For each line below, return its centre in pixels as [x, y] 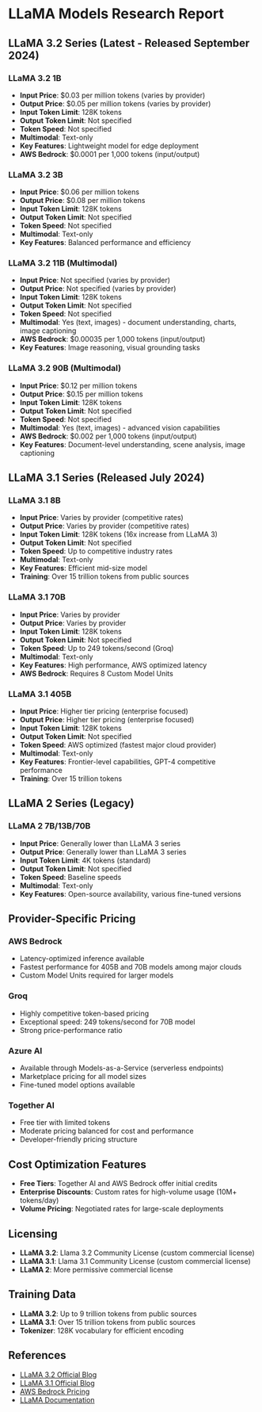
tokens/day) [39, 1200]
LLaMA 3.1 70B [37, 597]
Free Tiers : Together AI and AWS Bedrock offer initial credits [118, 1184]
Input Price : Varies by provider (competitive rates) [101, 518]
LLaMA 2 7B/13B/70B [49, 826]
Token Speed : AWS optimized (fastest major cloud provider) [118, 745]
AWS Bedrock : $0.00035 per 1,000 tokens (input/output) [112, 339]
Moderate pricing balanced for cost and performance [106, 1131]
